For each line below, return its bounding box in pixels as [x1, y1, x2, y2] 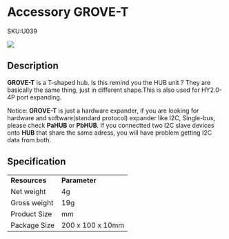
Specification [7, 156, 66, 168]
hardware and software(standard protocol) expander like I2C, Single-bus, [7, 113, 216, 122]
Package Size [10, 220, 55, 230]
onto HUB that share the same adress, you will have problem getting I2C [7, 128, 212, 137]
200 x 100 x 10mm [61, 220, 125, 230]
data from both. [7, 135, 52, 144]
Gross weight [10, 198, 54, 207]
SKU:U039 [7, 27, 38, 35]
